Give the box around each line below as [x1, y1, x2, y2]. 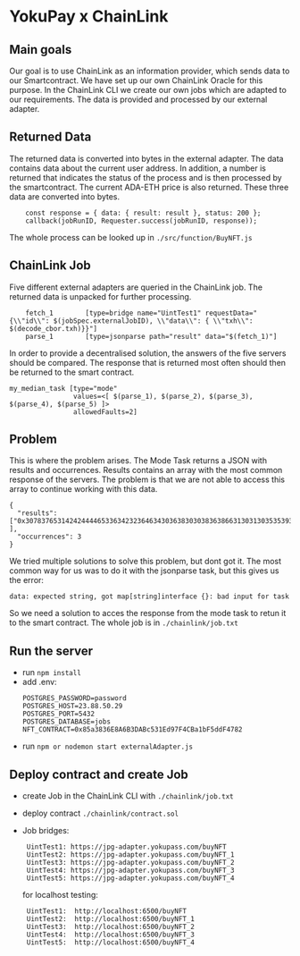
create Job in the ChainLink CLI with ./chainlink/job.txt [21, 791, 234, 801]
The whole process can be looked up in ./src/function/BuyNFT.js [9, 232, 253, 242]
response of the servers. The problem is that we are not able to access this [9, 474, 286, 485]
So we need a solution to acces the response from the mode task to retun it [9, 608, 287, 619]
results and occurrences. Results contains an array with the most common [9, 465, 283, 476]
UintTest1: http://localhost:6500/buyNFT [26, 907, 187, 916]
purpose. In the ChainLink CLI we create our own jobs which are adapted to [9, 85, 287, 95]
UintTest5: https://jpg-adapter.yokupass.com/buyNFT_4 [26, 874, 235, 883]
